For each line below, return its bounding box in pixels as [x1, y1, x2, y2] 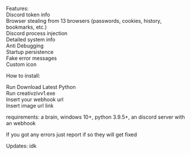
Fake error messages [6, 55, 57, 61]
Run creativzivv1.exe [6, 90, 55, 97]
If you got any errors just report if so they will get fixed [6, 131, 137, 138]
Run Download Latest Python [6, 84, 76, 90]
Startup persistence [6, 49, 54, 55]
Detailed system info [6, 36, 55, 43]
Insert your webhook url [6, 96, 64, 103]
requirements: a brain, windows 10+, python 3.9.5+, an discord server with [6, 113, 185, 120]
